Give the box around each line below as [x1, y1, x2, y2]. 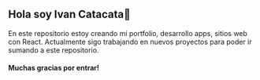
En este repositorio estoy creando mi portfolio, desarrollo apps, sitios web [8, 28, 248, 38]
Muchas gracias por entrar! [8, 64, 100, 73]
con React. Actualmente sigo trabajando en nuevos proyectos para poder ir [8, 37, 252, 46]
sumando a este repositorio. [8, 45, 99, 55]
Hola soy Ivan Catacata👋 [8, 8, 132, 21]
